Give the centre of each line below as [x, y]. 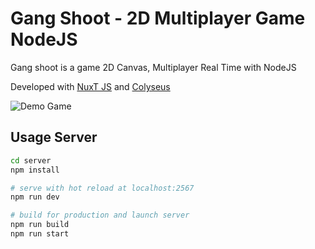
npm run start [40, 234]
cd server [31, 160]
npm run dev [35, 197]
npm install [35, 170]
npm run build [40, 225]
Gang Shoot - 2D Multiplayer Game [158, 18]
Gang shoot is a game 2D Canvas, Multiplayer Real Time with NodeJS [153, 67]
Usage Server [54, 137]
